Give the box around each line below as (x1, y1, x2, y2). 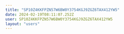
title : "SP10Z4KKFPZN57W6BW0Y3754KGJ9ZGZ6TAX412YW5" (5, 7, 120, 12)
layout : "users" (5, 21, 40, 26)
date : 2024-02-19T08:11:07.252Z (5, 12, 74, 17)
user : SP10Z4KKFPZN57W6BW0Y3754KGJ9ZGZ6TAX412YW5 (5, 16, 113, 21)
